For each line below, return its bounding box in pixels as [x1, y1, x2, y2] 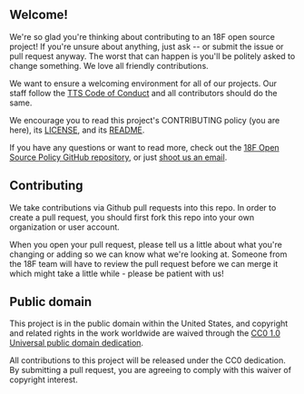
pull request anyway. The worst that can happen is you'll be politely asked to [9, 50, 296, 62]
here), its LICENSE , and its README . [9, 124, 145, 135]
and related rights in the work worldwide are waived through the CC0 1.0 [9, 328, 281, 339]
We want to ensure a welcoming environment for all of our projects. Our [9, 77, 278, 89]
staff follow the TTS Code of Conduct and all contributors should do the [9, 87, 278, 98]
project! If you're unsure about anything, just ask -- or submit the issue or [9, 41, 284, 52]
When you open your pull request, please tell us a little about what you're [9, 239, 283, 250]
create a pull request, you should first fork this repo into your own [9, 212, 255, 222]
